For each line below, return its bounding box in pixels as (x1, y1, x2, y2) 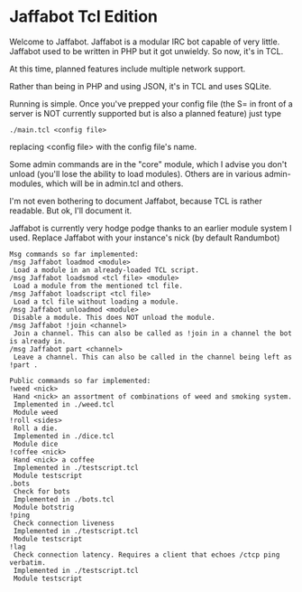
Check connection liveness (13, 518, 115, 528)
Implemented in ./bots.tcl (13, 494, 115, 503)
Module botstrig (13, 503, 75, 512)
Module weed (13, 408, 59, 417)
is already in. (9, 336, 67, 345)
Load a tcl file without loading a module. (13, 296, 179, 306)
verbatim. (9, 558, 47, 567)
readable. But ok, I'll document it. (9, 205, 133, 216)
